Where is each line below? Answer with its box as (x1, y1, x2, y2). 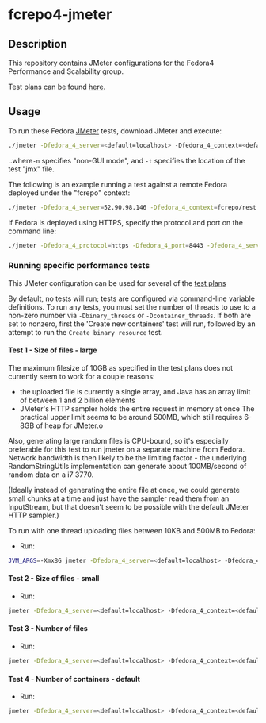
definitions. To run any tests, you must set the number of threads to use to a (8, 302, 256, 311)
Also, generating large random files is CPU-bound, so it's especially (8, 436, 230, 445)
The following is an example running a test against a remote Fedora (8, 179, 228, 189)
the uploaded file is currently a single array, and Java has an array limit (19, 386, 251, 396)
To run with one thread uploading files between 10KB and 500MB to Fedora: (8, 525, 256, 535)
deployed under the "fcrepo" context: (8, 188, 131, 198)
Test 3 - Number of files (8, 624, 89, 633)
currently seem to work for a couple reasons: (8, 371, 156, 381)
